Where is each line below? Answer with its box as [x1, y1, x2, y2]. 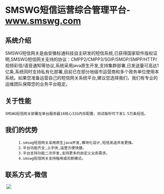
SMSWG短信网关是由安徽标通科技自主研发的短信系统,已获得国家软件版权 [5, 50, 153, 56]
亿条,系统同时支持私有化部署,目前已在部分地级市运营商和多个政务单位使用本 [5, 69, 160, 75]
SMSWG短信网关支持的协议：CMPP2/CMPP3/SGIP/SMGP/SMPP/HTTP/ [10, 56, 157, 62]
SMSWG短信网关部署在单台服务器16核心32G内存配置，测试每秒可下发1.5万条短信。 [5, 111, 148, 116]
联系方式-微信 [5, 171, 47, 179]
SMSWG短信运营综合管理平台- [5, 4, 131, 16]
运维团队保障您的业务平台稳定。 [5, 81, 70, 87]
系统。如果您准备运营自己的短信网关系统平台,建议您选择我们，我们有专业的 [5, 75, 158, 80]
